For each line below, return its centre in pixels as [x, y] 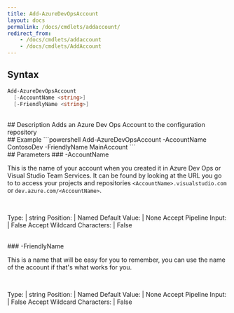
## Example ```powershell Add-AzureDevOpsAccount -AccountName [107, 140]
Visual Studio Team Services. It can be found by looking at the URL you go [115, 175]
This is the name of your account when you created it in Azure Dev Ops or [114, 168]
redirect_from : [29, 33]
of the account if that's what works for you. [70, 267]
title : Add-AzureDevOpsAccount [53, 14]
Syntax [23, 75]
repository [22, 132]
